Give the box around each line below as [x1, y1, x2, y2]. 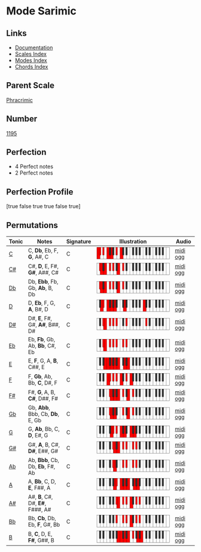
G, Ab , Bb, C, [28, 425, 60, 433]
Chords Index [14, 63, 48, 70]
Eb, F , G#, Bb [28, 521, 60, 529]
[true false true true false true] [6, 203, 81, 210]
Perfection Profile [6, 187, 74, 197]
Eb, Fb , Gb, [28, 335, 56, 343]
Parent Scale [6, 80, 55, 91]
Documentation [14, 44, 53, 51]
